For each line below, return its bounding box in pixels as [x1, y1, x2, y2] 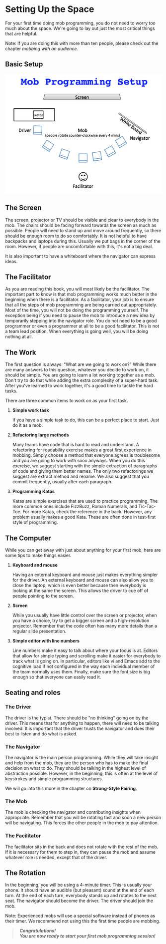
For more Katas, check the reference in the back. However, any [22, 509, 152, 515]
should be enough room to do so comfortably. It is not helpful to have [5, 233, 147, 239]
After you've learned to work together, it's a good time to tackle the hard [5, 383, 153, 389]
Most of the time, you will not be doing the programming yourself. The [5, 307, 149, 313]
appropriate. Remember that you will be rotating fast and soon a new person [5, 815, 162, 821]
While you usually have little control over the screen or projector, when [12, 613, 158, 619]
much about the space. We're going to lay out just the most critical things [5, 25, 155, 31]
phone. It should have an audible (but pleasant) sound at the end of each [5, 887, 155, 893]
